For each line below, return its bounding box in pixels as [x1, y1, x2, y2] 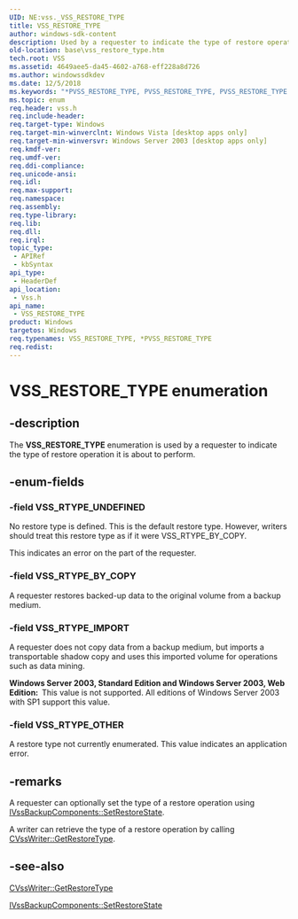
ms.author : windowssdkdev [9, 71, 105, 80]
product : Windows [9, 318, 74, 327]
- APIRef [12, 252, 46, 261]
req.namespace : [9, 194, 66, 204]
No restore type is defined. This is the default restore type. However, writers [9, 521, 287, 532]
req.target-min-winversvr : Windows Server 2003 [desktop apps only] [9, 136, 268, 145]
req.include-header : [9, 112, 86, 121]
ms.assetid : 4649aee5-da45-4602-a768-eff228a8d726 [9, 63, 200, 72]
